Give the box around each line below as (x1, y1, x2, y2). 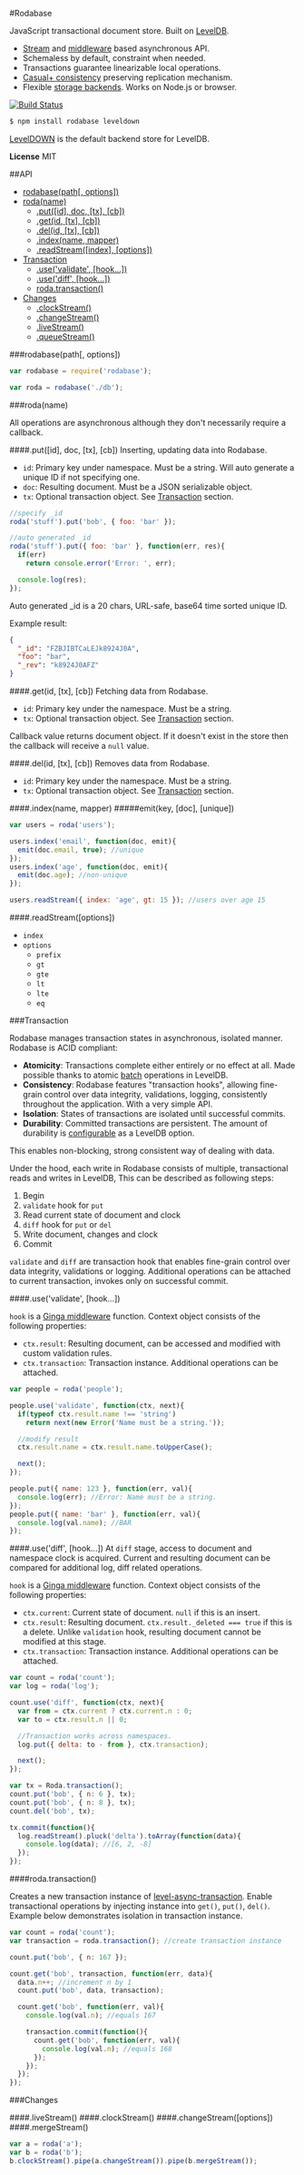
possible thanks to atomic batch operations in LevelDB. (22, 1069, 229, 1080)
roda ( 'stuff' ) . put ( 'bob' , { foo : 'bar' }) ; (9, 517, 177, 526)
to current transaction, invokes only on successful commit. (9, 1276, 229, 1286)
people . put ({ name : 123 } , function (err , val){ (9, 1484, 193, 1493)
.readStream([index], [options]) (35, 244, 152, 255)
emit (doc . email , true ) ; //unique (17, 845, 144, 855)
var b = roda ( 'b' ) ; (9, 2148, 83, 2157)
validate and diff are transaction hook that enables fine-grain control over (9, 1256, 290, 1267)
